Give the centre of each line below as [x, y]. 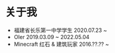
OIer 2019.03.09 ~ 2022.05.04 [51, 37]
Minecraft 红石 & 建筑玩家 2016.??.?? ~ [61, 44]
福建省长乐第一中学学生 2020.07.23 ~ [60, 30]
